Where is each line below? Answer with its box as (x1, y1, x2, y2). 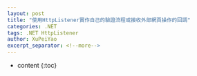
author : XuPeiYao (7, 36, 57, 43)
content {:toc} (17, 61, 57, 69)
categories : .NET (7, 23, 57, 30)
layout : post (7, 10, 45, 17)
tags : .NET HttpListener (7, 29, 79, 37)
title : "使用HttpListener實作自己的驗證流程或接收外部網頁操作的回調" (7, 17, 191, 23)
